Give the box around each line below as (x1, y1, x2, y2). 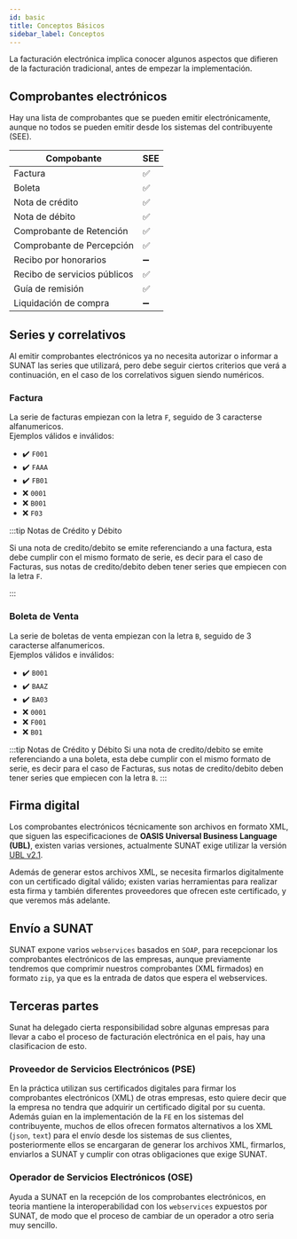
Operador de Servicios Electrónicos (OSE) (9, 1172, 193, 1184)
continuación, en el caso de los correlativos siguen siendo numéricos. (9, 370, 264, 380)
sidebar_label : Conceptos (9, 29, 105, 38)
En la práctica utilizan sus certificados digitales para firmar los (9, 1083, 237, 1094)
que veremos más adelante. (9, 895, 111, 906)
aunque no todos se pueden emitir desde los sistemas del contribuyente (9, 122, 273, 133)
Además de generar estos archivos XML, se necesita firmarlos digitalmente (9, 867, 284, 878)
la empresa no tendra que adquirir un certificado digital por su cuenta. (9, 1102, 266, 1113)
